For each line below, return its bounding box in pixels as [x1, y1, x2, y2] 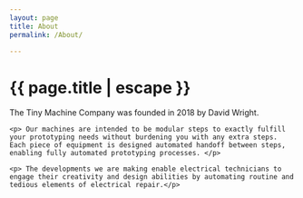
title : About [9, 22, 59, 31]
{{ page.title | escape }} [9, 77, 191, 98]
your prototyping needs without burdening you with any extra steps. [9, 133, 279, 142]
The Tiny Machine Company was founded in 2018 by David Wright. [9, 107, 259, 118]
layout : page [9, 13, 59, 23]
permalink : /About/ [9, 30, 83, 39]
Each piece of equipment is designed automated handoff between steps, [9, 141, 286, 150]
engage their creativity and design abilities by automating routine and [9, 173, 295, 182]
